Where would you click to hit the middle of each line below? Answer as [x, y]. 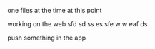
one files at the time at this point [55, 10]
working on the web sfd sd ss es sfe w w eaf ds [77, 24]
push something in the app [47, 38]
